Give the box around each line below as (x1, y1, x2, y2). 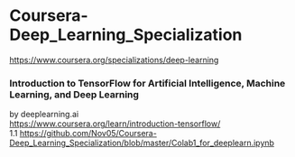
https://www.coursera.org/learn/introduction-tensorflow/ (9, 118, 221, 129)
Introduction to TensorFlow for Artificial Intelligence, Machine (9, 77, 286, 89)
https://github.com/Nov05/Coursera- (19, 128, 158, 139)
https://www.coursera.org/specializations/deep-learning (9, 54, 219, 65)
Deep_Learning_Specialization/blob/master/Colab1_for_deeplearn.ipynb (9, 137, 275, 149)
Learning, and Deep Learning (9, 88, 140, 100)
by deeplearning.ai (9, 109, 79, 120)
